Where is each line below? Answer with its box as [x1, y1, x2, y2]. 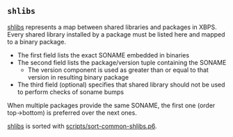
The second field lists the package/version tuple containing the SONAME [17, 58, 227, 66]
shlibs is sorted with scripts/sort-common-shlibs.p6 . [7, 122, 158, 130]
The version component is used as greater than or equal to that [27, 66, 209, 74]
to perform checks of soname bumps [17, 87, 124, 96]
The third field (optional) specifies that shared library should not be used [17, 80, 225, 89]
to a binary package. [7, 37, 66, 46]
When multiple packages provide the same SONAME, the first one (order [7, 101, 216, 109]
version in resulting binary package [27, 73, 129, 81]
